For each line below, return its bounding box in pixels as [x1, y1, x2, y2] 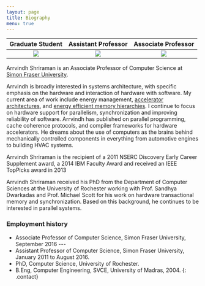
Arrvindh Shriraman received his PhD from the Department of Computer [6, 179, 188, 186]
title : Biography [6, 15, 51, 21]
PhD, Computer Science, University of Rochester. [15, 260, 140, 267]
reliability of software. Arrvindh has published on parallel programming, [6, 115, 186, 123]
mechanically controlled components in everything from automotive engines [6, 135, 199, 142]
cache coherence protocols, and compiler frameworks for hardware [6, 122, 177, 129]
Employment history [6, 220, 69, 228]
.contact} [15, 272, 39, 280]
